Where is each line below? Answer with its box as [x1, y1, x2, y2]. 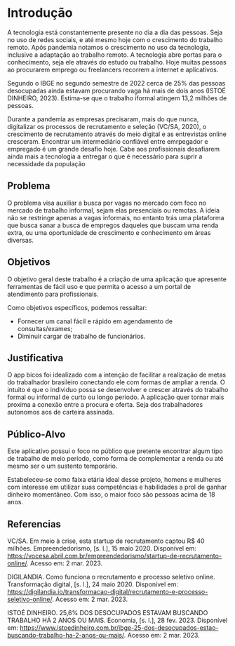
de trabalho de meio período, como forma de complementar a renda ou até [7, 455, 224, 463]
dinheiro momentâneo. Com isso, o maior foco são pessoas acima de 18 [7, 490, 215, 499]
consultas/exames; [17, 324, 73, 332]
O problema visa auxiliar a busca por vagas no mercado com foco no [7, 198, 207, 207]
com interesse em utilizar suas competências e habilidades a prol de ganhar [7, 483, 227, 492]
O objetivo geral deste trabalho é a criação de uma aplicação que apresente [7, 275, 227, 283]
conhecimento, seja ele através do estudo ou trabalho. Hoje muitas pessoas [7, 58, 227, 66]
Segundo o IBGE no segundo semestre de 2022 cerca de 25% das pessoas [7, 79, 226, 87]
